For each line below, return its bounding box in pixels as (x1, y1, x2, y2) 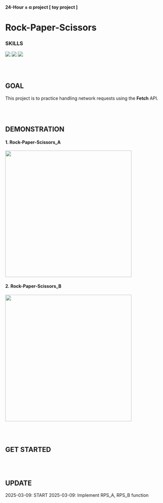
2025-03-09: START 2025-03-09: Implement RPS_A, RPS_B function (5, 492, 149, 498)
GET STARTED (5, 445, 51, 454)
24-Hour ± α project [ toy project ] (5, 4, 78, 10)
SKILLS (5, 39, 24, 47)
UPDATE (5, 479, 32, 487)
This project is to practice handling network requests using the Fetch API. (5, 95, 158, 101)
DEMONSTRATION (5, 125, 65, 134)
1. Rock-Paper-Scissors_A (5, 139, 61, 145)
